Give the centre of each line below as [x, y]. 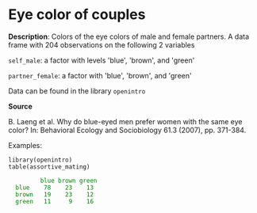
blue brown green [69, 181]
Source [21, 106]
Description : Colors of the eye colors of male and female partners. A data [129, 36]
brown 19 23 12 [54, 194]
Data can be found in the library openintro [77, 91]
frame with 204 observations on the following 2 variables [102, 44]
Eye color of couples [77, 15]
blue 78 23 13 [54, 188]
